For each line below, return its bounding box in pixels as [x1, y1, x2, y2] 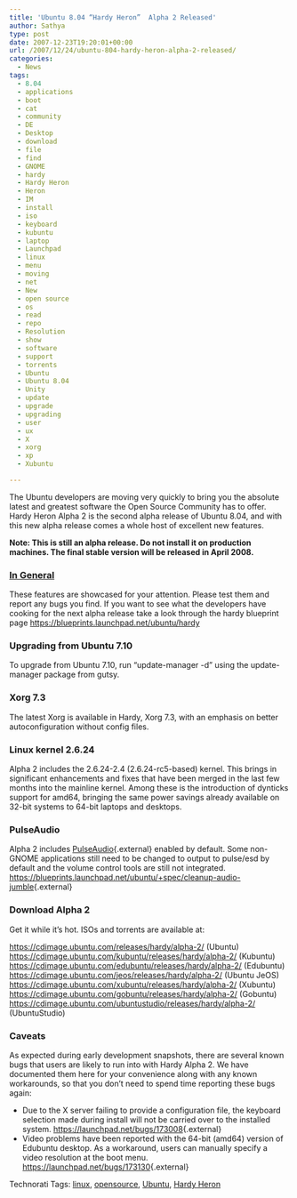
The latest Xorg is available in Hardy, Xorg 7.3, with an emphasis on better [9, 712, 278, 722]
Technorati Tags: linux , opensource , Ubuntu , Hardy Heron [9, 1178, 221, 1189]
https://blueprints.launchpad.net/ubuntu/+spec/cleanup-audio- [9, 872, 242, 883]
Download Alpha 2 [9, 904, 91, 916]
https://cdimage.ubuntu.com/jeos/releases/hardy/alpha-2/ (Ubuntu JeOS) [9, 969, 280, 980]
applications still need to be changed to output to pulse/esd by [40, 853, 269, 864]
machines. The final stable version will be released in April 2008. [9, 546, 254, 557]
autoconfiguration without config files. [9, 721, 149, 732]
